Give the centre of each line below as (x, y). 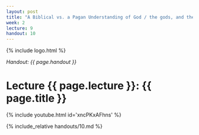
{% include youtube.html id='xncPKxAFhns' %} (64, 115)
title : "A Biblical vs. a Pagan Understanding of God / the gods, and (95, 17)
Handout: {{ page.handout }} (41, 62)
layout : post (22, 12)
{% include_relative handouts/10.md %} (54, 126)
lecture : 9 (20, 28)
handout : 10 (21, 34)
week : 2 (16, 22)
